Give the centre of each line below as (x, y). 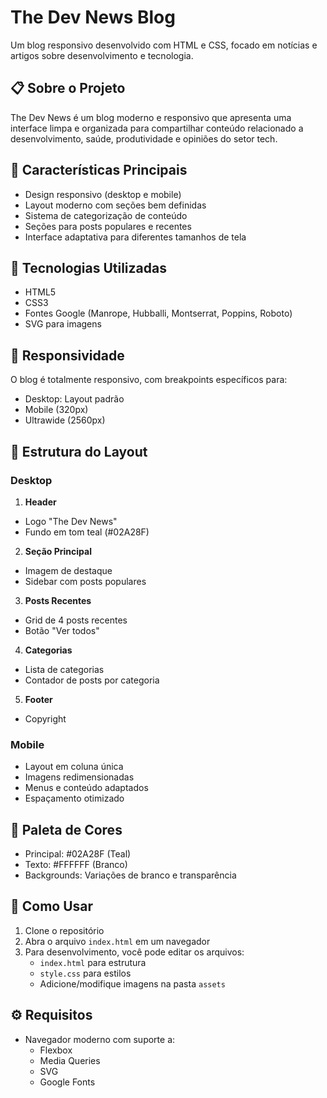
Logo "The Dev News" (71, 521)
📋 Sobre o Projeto (68, 88)
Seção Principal (58, 551)
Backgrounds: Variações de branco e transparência (130, 875)
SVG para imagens (63, 324)
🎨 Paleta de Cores (66, 829)
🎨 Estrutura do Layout (79, 451)
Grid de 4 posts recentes (76, 620)
